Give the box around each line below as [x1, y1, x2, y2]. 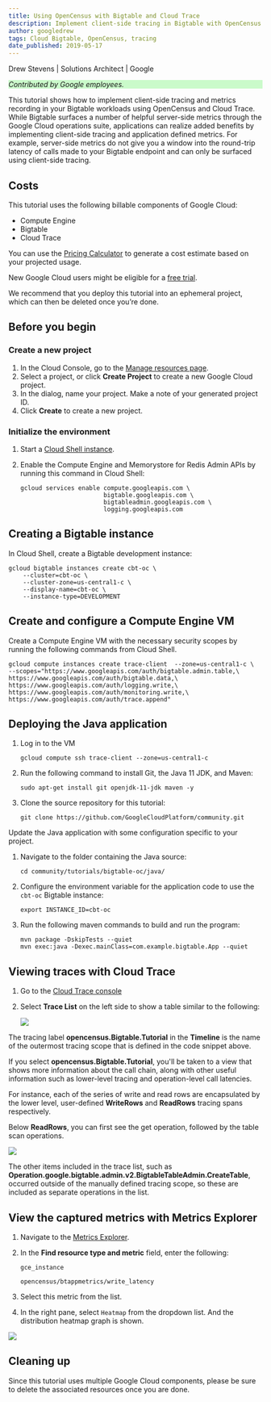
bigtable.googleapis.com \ [103, 491, 194, 499]
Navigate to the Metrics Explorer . [19, 1232, 130, 1241]
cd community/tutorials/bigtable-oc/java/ [19, 868, 165, 876]
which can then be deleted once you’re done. [8, 296, 160, 307]
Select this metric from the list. [19, 1291, 123, 1301]
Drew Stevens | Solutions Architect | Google [8, 64, 155, 73]
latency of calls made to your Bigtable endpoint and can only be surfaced [8, 147, 252, 157]
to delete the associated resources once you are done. [8, 1384, 190, 1394]
